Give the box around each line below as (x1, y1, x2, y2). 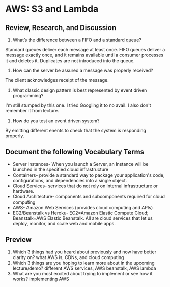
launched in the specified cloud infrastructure (12, 166, 108, 173)
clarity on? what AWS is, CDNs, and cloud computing (12, 254, 124, 260)
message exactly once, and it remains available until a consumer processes (5, 52, 164, 58)
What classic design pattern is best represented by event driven (12, 87, 147, 93)
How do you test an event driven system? (12, 118, 100, 124)
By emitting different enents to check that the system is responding (5, 128, 147, 133)
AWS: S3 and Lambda (5, 3, 99, 15)
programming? (12, 93, 44, 98)
